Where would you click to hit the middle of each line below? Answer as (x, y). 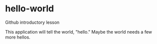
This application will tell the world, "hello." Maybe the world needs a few (79, 32)
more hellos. (18, 37)
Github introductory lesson (32, 22)
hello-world (30, 9)
